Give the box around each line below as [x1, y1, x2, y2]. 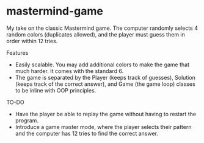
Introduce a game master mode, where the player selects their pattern [15, 123, 192, 130]
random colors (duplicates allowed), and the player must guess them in [6, 30, 185, 38]
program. [15, 117, 38, 124]
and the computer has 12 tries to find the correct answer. [15, 130, 159, 137]
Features [6, 49, 29, 56]
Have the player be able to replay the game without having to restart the [15, 110, 197, 117]
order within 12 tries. [6, 37, 58, 44]
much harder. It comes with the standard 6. [15, 67, 124, 74]
